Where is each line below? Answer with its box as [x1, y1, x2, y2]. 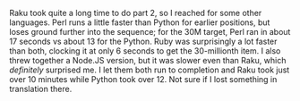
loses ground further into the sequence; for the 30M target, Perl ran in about [9, 27, 291, 37]
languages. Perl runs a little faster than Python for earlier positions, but [9, 17, 270, 28]
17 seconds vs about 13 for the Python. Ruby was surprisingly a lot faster [9, 36, 278, 46]
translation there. [9, 84, 73, 94]
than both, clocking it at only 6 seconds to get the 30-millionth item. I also [9, 46, 281, 56]
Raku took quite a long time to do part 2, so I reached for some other [9, 8, 262, 18]
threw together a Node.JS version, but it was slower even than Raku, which [9, 55, 287, 65]
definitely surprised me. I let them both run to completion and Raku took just [9, 64, 290, 75]
